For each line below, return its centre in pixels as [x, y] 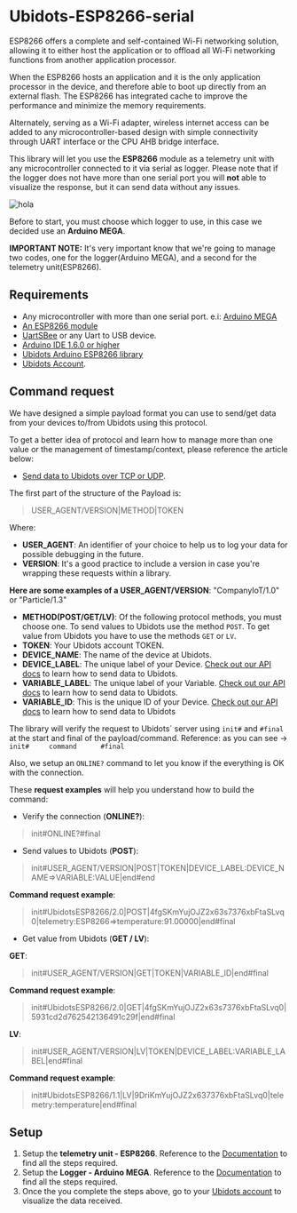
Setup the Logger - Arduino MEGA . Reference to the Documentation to [152, 1173]
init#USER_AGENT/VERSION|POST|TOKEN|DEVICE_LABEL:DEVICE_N [158, 867]
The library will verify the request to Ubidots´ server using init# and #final [146, 728]
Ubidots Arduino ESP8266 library [82, 354]
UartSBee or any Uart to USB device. [89, 335]
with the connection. [47, 772]
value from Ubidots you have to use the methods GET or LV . [129, 635]
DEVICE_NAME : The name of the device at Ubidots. [117, 654]
